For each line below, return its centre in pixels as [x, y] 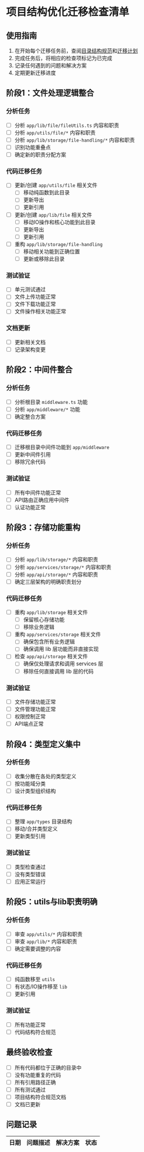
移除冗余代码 [30, 462]
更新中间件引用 [32, 454]
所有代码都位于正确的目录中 [48, 1067]
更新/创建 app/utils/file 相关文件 [56, 185]
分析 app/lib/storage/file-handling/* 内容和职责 [75, 140]
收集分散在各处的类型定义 [45, 776]
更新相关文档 [30, 342]
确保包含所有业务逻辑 [49, 642]
